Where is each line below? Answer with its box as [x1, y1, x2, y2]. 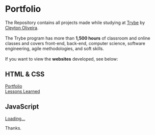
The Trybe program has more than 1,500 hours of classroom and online [5, 35, 151, 41]
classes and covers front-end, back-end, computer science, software [5, 40, 146, 46]
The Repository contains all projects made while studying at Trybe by [5, 20, 145, 25]
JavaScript [5, 103, 39, 111]
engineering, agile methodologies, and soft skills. [5, 45, 104, 51]
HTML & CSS [5, 70, 45, 79]
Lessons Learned [5, 88, 40, 94]
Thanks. [5, 125, 22, 131]
